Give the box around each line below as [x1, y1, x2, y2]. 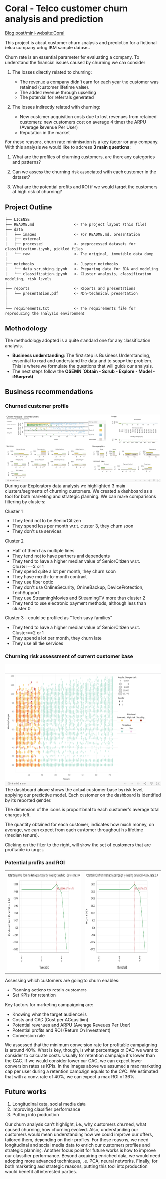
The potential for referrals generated [19, 94, 94, 100]
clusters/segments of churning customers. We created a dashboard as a [5, 488, 153, 494]
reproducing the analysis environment [5, 311, 85, 316]
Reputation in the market [19, 129, 70, 135]
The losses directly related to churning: [12, 69, 92, 75]
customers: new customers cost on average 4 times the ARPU [19, 119, 147, 125]
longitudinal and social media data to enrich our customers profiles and [5, 1142, 150, 1148]
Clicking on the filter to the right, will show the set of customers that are [5, 842, 151, 848]
